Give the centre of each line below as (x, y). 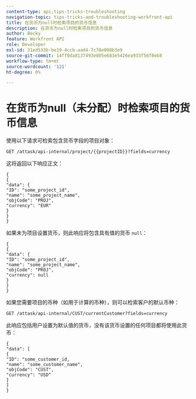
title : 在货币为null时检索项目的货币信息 (52, 22)
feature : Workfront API (35, 39)
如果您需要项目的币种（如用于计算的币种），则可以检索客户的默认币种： (93, 303)
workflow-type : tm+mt (33, 61)
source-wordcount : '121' (37, 66)
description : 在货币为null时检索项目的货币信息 (60, 28)
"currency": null (27, 275)
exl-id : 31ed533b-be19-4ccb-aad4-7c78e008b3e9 (64, 50)
